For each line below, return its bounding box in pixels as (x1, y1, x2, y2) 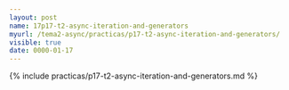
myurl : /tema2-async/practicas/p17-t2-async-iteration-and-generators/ (9, 29, 280, 38)
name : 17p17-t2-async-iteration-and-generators (9, 21, 189, 30)
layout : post (9, 12, 58, 22)
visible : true (9, 37, 62, 47)
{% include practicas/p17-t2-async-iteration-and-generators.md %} (9, 70, 258, 81)
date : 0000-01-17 (9, 46, 74, 55)
